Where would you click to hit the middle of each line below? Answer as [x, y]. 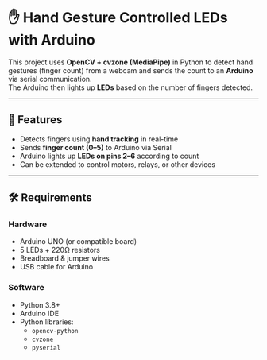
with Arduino [52, 40]
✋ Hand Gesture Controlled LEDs [118, 18]
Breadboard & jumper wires [64, 258]
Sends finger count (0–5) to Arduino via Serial [96, 147]
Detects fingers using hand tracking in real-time [99, 139]
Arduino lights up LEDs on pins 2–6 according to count [109, 156]
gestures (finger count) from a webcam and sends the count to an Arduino [131, 70]
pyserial [46, 348]
